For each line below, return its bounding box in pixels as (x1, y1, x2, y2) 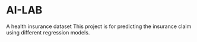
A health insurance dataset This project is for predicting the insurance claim (6, 23, 192, 30)
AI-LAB (6, 3, 43, 17)
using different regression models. (6, 29, 90, 36)
